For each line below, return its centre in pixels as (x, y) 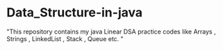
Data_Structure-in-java (75, 13)
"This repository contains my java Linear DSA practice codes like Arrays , (111, 32)
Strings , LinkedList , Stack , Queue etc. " (65, 38)
